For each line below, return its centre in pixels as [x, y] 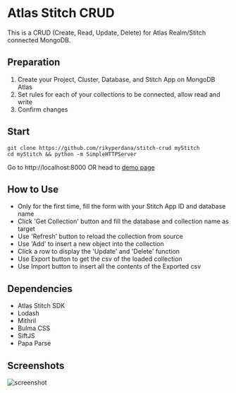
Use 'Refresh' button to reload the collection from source [100, 236]
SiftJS [26, 336]
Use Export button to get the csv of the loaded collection [100, 259]
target [26, 229]
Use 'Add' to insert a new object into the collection [91, 244]
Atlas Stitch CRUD [61, 13]
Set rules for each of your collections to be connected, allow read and [119, 94]
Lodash [29, 313]
